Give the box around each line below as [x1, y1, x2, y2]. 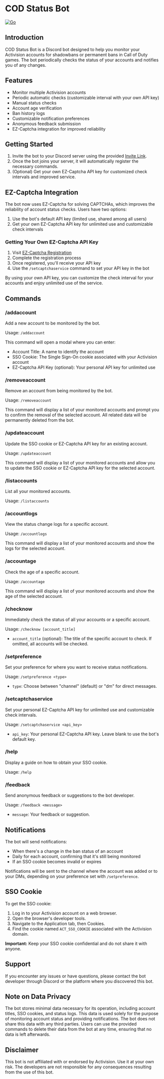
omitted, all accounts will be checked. [12, 641, 89, 647]
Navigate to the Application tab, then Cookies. [12, 920, 105, 926]
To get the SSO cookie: [5, 900, 52, 906]
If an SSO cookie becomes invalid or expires [12, 859, 102, 864]
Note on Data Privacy [5, 992, 71, 1000]
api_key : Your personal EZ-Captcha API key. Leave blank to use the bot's [12, 731, 159, 737]
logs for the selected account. [5, 545, 66, 551]
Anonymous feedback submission [12, 121, 81, 127]
